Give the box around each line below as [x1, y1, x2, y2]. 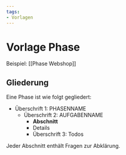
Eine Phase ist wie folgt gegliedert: [6, 94, 91, 101]
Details [32, 124, 50, 132]
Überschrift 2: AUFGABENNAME [23, 112, 103, 119]
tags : [6, 8, 20, 15]
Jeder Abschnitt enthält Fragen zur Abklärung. [6, 142, 121, 150]
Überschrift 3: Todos [32, 130, 84, 138]
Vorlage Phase [6, 40, 81, 54]
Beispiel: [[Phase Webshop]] [6, 60, 76, 67]
